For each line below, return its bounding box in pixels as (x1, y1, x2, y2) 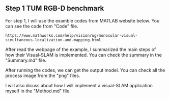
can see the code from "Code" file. (5, 23, 78, 29)
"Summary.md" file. (5, 57, 47, 63)
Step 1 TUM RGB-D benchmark (5, 4, 104, 13)
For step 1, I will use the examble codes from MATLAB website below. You (5, 17, 160, 23)
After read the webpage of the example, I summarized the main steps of (5, 46, 156, 53)
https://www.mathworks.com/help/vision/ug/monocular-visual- (5, 33, 138, 38)
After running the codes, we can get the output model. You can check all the (5, 67, 165, 73)
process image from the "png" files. (5, 72, 80, 79)
